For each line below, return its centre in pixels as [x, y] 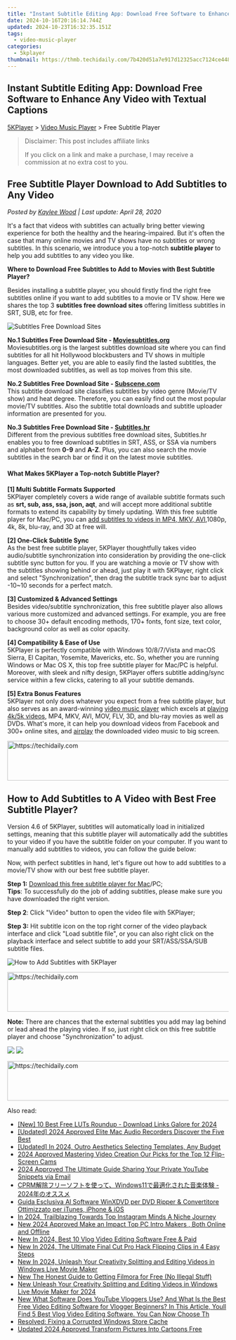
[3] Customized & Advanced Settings [63, 599]
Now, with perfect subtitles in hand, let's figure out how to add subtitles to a [117, 863]
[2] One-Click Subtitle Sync [48, 540]
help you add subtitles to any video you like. [71, 256]
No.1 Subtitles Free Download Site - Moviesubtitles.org [88, 340]
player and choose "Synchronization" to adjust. [76, 1037]
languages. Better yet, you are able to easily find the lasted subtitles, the [112, 363]
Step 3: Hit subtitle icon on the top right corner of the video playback [107, 926]
